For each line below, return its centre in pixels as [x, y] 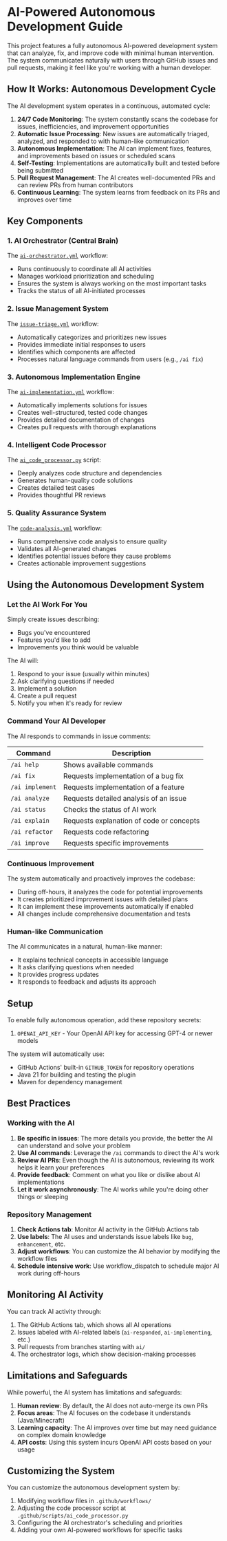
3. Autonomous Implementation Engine [74, 377]
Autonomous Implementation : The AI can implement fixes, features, [114, 148]
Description [131, 753]
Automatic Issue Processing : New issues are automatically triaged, [113, 133]
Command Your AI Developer [57, 721]
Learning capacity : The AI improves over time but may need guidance [117, 1427]
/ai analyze [30, 798]
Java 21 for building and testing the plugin [76, 1075]
